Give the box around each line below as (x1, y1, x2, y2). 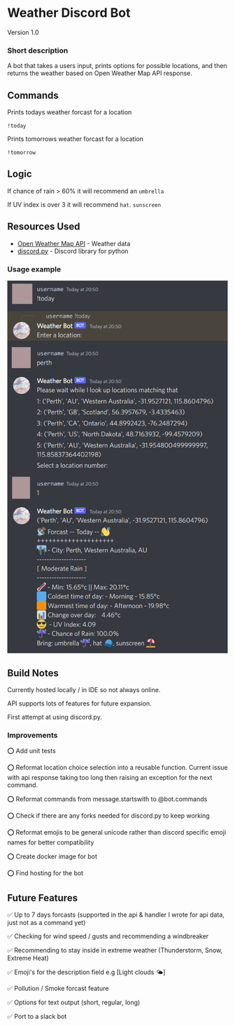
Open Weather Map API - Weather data (17, 239, 131, 248)
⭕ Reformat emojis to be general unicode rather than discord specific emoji (7, 828, 227, 837)
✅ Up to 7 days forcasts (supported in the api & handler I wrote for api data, (7, 910, 225, 919)
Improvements (7, 730, 58, 740)
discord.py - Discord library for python (17, 247, 129, 255)
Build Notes (7, 667, 59, 679)
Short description (7, 46, 69, 55)
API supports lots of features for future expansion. (7, 699, 152, 708)
